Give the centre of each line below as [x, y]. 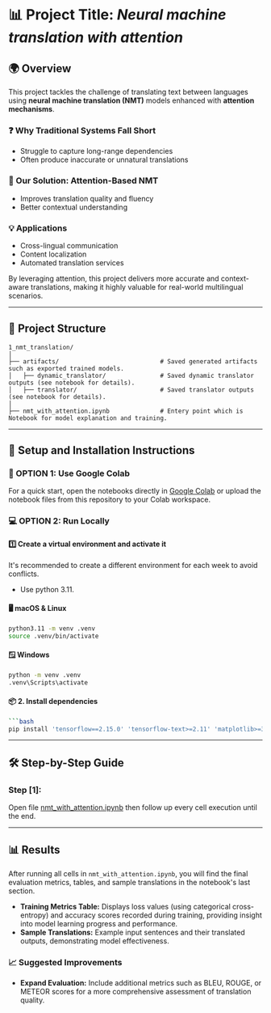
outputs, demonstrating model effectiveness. [94, 941]
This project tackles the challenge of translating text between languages [128, 92]
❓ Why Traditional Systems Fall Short [82, 130]
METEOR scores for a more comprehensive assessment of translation [135, 992]
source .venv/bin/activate [54, 636]
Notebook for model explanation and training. [88, 418]
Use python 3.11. [47, 589]
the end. [22, 816]
